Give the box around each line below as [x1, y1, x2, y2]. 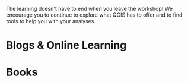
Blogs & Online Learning [6, 39, 127, 52]
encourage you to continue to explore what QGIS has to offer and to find [6, 11, 183, 18]
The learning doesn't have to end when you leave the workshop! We [6, 5, 173, 12]
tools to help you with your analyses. [6, 18, 96, 24]
